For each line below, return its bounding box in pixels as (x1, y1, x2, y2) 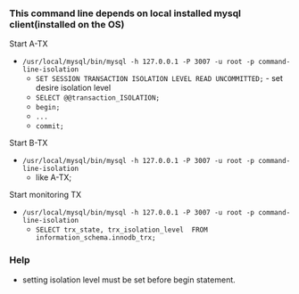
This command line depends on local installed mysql (9, 7, 241, 20)
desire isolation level (35, 83, 112, 94)
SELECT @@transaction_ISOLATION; (35, 94, 161, 102)
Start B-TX (9, 137, 48, 149)
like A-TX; (35, 172, 72, 183)
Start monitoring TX (9, 190, 82, 200)
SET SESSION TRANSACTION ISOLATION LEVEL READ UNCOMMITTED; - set (35, 73, 284, 84)
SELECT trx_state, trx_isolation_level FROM (35, 225, 208, 234)
